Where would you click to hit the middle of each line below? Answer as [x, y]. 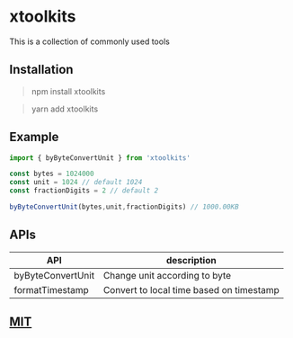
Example [34, 137]
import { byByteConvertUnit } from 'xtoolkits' [100, 158]
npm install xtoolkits [68, 91]
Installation [41, 70]
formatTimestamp [52, 289]
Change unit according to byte [167, 275]
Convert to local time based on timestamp [191, 289]
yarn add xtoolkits [65, 109]
